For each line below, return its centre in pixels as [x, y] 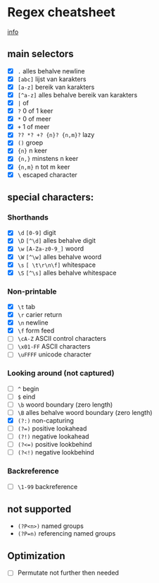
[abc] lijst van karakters [52, 79]
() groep [30, 143]
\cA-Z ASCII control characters [62, 339]
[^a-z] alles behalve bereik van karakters [77, 95]
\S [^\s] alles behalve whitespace [67, 272]
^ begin [28, 388]
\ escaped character [47, 174]
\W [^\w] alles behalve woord [59, 257]
